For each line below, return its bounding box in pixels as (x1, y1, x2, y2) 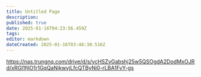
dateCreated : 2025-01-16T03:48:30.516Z (6, 42, 106, 48)
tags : (6, 31, 20, 37)
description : (6, 14, 39, 20)
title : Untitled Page (6, 8, 60, 15)
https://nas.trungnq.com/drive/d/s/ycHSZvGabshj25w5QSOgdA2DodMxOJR (6, 57, 195, 65)
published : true (6, 20, 47, 25)
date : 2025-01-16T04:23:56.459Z (6, 25, 87, 31)
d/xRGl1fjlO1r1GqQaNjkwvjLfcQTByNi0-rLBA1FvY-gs (6, 64, 134, 71)
